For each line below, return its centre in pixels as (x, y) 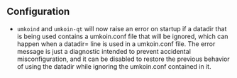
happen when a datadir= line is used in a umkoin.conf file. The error (116, 44)
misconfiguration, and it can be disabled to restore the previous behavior (123, 59)
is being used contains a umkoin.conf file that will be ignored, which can (122, 36)
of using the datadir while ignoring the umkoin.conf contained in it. (114, 66)
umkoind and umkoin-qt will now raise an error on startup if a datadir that (122, 28)
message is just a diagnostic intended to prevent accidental (104, 51)
